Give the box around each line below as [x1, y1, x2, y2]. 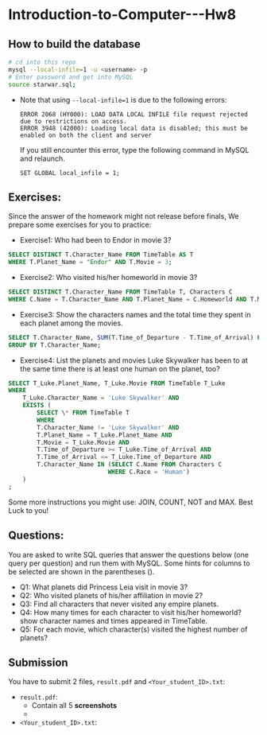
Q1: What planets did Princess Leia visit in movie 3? [19, 582, 188, 592]
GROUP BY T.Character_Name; [8, 340, 102, 349]
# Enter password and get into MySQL [8, 73, 133, 81]
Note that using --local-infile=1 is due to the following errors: [19, 95, 227, 104]
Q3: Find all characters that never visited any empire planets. [19, 599, 219, 609]
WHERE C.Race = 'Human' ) [107, 468, 191, 476]
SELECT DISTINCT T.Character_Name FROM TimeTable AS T [8, 251, 194, 259]
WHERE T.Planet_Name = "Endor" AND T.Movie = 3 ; [8, 259, 172, 266]
